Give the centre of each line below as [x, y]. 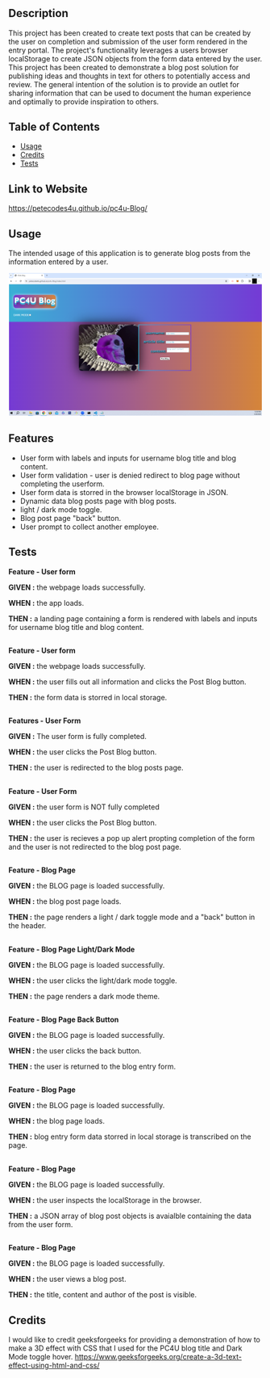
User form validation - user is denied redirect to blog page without [130, 475]
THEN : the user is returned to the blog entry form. [92, 1067]
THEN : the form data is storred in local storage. [88, 698]
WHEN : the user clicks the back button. [75, 1051]
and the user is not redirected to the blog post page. [95, 847]
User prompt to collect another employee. [89, 527]
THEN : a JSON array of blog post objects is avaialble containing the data [130, 1216]
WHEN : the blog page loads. [56, 1121]
